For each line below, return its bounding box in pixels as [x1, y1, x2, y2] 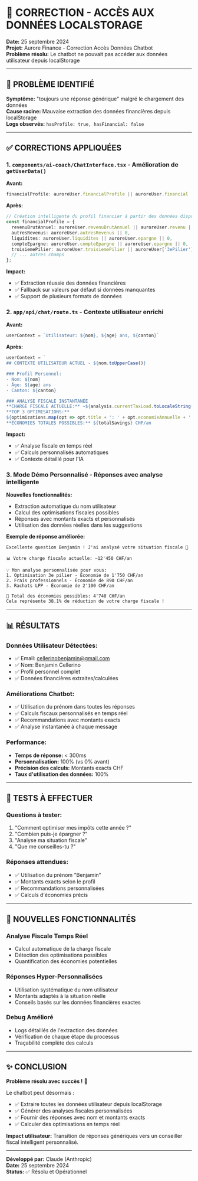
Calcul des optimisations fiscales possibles [14, 509, 120, 516]
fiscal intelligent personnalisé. [6, 1138, 78, 1146]
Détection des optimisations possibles [14, 951, 107, 959]
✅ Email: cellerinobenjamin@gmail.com [14, 654, 110, 661]
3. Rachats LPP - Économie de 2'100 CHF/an [6, 583, 115, 589]
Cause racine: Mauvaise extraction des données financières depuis [6, 107, 171, 115]
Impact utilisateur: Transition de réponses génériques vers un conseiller [6, 1132, 183, 1139]
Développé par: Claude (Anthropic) [6, 1155, 93, 1163]
